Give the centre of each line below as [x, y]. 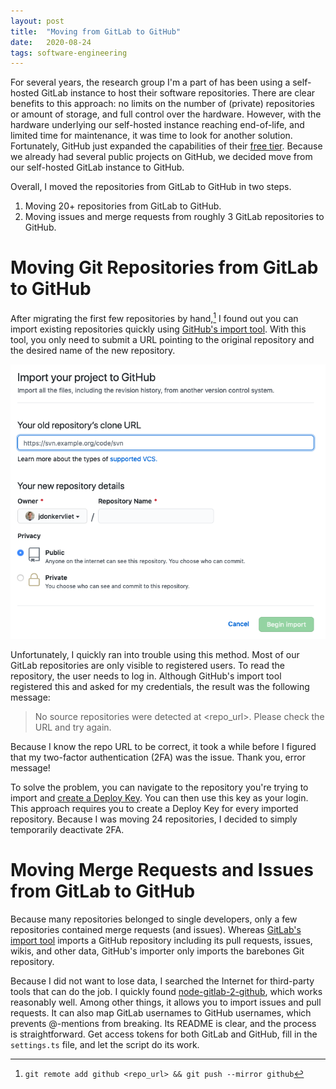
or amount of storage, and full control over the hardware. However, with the [166, 114]
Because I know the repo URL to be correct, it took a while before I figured [163, 746]
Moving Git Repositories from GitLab [164, 267]
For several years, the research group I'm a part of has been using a [150, 82]
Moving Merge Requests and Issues [162, 869]
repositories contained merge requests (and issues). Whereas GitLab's [156, 929]
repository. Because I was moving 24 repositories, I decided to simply [154, 819]
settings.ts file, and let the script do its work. [105, 1044]
